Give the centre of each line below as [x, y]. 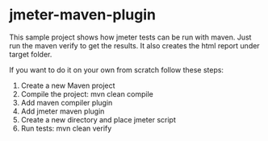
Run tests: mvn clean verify [66, 128]
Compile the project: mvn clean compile [87, 93]
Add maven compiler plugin [67, 102]
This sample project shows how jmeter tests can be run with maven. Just [130, 37]
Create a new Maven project [68, 85]
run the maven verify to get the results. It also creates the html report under [135, 45]
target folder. [31, 54]
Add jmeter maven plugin [63, 111]
